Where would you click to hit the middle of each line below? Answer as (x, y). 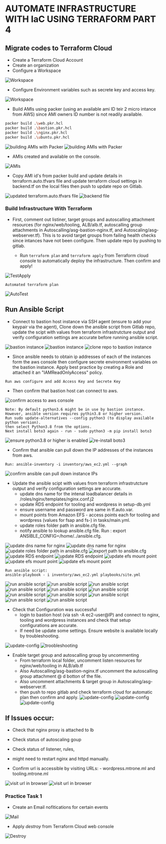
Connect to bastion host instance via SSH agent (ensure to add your (82, 321)
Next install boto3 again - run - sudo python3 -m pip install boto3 (79, 431)
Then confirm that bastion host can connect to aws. (65, 391)
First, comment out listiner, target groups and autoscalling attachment (83, 219)
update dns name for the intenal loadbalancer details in (76, 493)
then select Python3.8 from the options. (49, 427)
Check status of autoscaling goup (47, 740)
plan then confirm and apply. (49, 697)
